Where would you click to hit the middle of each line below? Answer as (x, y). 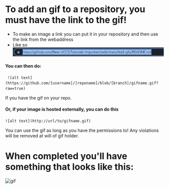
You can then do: (23, 66)
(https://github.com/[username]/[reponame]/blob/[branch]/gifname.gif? (82, 83)
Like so (20, 44)
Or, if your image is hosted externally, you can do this (62, 109)
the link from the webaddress (43, 39)
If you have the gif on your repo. (38, 98)
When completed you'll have (66, 156)
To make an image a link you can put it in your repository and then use (85, 34)
